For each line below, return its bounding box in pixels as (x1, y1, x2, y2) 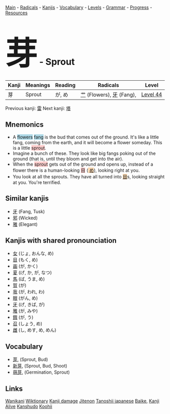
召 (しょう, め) (12, 320, 42, 327)
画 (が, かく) (12, 263, 38, 269)
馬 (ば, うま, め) (12, 276, 45, 282)
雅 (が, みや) (12, 308, 38, 314)
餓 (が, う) (12, 314, 34, 320)
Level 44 (141, 90, 162, 98)
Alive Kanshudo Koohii (5, 403, 52, 409)
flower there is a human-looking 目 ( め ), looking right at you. (12, 167, 140, 173)
